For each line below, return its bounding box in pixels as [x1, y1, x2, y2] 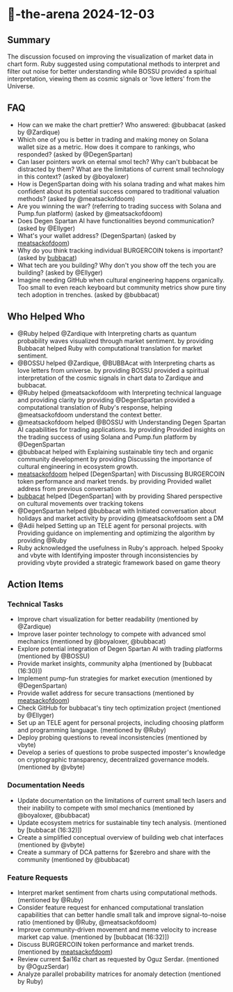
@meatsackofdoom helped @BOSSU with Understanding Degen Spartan [17, 417, 226, 426]
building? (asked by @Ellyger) [17, 268, 103, 277]
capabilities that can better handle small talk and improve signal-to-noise [17, 911, 227, 919]
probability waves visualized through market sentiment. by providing [17, 337, 214, 345]
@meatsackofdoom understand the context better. [17, 410, 162, 419]
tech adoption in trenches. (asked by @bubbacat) [17, 290, 160, 298]
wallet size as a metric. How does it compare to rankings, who [17, 143, 196, 151]
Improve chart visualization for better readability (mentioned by [17, 615, 198, 623]
